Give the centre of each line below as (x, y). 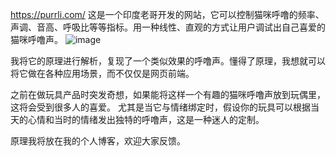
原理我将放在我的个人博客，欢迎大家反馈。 (98, 141)
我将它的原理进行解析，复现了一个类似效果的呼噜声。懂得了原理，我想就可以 (168, 61)
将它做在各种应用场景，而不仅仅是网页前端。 (102, 73)
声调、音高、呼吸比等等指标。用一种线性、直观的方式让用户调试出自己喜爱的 (168, 27)
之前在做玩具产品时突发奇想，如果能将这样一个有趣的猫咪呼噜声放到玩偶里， (168, 94)
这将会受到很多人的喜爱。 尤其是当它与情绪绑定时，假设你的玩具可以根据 (160, 107)
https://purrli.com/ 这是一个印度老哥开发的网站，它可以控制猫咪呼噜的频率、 (167, 14)
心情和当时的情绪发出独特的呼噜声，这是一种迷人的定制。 (146, 119)
